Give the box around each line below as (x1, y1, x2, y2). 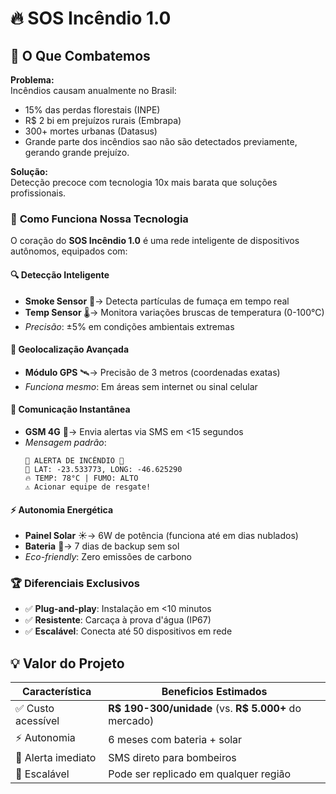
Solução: (10, 166, 49, 177)
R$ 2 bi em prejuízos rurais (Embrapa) (24, 115, 182, 126)
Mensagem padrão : (24, 436, 107, 448)
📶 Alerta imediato (15, 751, 97, 765)
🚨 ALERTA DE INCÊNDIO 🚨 (24, 455, 125, 466)
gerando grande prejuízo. (24, 147, 130, 158)
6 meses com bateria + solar (108, 732, 243, 746)
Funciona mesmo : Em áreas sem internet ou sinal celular (24, 380, 258, 392)
